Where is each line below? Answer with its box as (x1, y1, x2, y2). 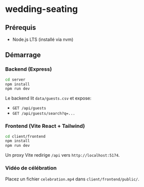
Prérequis (5, 23, 36, 32)
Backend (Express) (5, 66, 52, 73)
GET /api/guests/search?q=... (12, 111, 76, 116)
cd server (5, 77, 26, 82)
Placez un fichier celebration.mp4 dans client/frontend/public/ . (5, 176, 140, 182)
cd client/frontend (5, 134, 46, 139)
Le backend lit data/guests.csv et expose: (5, 95, 92, 101)
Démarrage (5, 51, 41, 59)
